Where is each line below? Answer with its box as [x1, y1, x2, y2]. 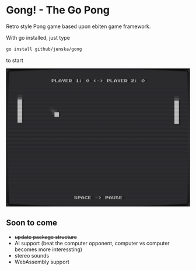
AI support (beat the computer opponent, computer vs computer [14, 239, 170, 246]
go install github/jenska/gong [6, 46, 82, 52]
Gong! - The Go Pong [6, 4, 110, 17]
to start [6, 57, 23, 64]
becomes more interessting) [14, 246, 83, 253]
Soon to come [6, 218, 57, 228]
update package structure [14, 233, 77, 240]
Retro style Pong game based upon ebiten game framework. [6, 23, 151, 30]
